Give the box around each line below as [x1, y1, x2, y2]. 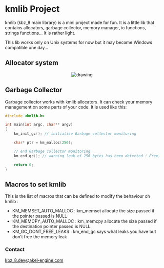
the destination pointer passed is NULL [12, 224, 91, 229]
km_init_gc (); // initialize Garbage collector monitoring [14, 131, 137, 136]
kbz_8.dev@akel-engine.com [5, 257, 63, 263]
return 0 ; [14, 162, 34, 167]
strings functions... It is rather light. [5, 30, 76, 36]
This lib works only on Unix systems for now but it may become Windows [5, 39, 153, 45]
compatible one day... [5, 44, 49, 50]
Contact [5, 246, 25, 253]
